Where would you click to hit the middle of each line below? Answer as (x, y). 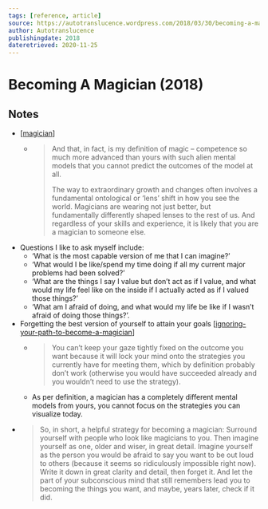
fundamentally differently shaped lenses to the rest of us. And (153, 215)
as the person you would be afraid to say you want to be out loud (146, 455)
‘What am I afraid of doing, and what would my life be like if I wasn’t (143, 307)
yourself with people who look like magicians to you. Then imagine (149, 438)
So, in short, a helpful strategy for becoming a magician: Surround (148, 430)
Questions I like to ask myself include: (82, 247)
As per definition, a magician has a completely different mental (134, 397)
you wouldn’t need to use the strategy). (116, 382)
